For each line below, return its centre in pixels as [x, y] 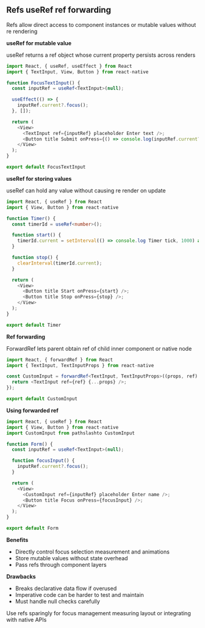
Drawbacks [21, 576]
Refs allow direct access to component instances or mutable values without [101, 24]
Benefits [17, 539]
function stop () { [35, 258]
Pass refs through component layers [61, 564]
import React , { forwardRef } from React [60, 360]
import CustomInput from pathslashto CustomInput [71, 433]
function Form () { [30, 444]
